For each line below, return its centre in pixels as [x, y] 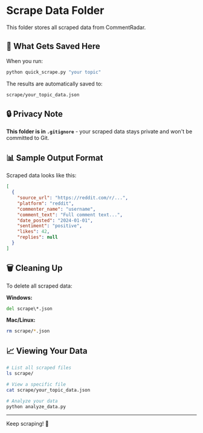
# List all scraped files [39, 368]
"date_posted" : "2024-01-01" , [55, 220]
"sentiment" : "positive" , [50, 226]
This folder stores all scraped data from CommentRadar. [76, 27]
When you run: [25, 61]
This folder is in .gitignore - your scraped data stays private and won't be [99, 131]
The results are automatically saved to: [54, 84]
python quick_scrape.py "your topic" [54, 72]
